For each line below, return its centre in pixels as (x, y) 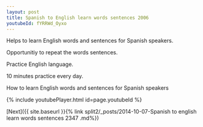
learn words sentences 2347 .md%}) (53, 118)
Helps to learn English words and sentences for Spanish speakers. (90, 41)
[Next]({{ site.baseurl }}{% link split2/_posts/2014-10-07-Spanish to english (102, 112)
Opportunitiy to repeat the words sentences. (62, 53)
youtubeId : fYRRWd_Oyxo (37, 23)
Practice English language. (40, 64)
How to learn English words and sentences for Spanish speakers (88, 88)
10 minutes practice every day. (45, 76)
